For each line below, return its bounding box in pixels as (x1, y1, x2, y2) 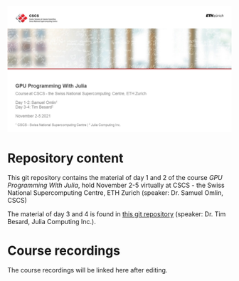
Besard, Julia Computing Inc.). (7, 218, 96, 226)
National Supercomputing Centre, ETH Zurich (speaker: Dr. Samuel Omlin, (7, 189, 224, 197)
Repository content (7, 150, 124, 166)
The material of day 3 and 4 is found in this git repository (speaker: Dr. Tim (7, 210, 226, 218)
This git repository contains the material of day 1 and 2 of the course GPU (7, 174, 223, 182)
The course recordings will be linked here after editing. (7, 266, 168, 275)
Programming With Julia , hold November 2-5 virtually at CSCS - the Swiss (7, 181, 225, 190)
